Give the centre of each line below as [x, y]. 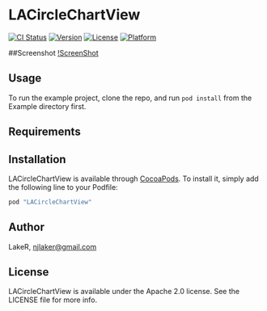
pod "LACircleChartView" [50, 202]
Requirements [44, 132]
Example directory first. [47, 106]
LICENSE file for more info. [53, 300]
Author [26, 227]
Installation [37, 159]
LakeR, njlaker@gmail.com [53, 246]
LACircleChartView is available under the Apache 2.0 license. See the [124, 292]
